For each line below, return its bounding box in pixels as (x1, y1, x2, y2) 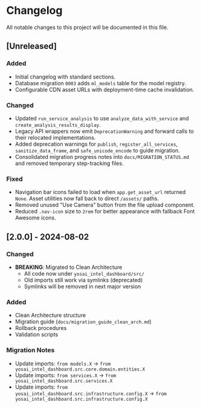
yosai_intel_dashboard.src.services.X (14, 378, 113, 384)
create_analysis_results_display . (14, 121, 101, 128)
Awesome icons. (14, 214, 56, 221)
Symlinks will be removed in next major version (24, 282, 141, 290)
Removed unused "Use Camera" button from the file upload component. (14, 201, 195, 209)
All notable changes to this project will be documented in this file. (6, 24, 169, 31)
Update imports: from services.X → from (14, 371, 116, 378)
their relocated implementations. (14, 134, 96, 141)
